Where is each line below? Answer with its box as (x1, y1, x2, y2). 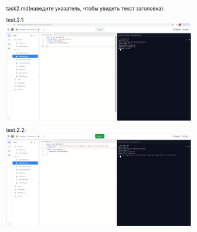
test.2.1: (6, 16, 25, 23)
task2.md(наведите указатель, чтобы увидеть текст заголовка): (6, 5, 165, 12)
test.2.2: (6, 126, 26, 134)
